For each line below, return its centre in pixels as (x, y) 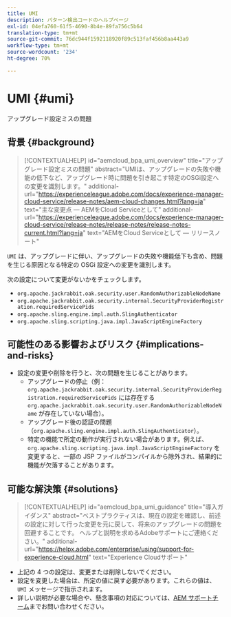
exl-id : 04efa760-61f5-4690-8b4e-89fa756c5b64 (75, 26)
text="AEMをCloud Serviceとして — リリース (151, 232)
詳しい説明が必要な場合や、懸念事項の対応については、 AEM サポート (115, 598)
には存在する (137, 398)
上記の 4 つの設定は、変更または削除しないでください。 (96, 572)
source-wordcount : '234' (43, 52)
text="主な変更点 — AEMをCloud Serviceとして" (92, 209)
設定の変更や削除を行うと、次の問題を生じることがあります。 (104, 373)
